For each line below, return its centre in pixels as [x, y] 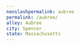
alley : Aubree [24, 23]
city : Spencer [24, 28]
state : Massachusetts [34, 34]
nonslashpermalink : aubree [40, 12]
